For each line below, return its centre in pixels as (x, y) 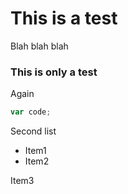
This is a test (64, 18)
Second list (33, 131)
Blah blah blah (39, 46)
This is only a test (54, 72)
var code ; (31, 112)
